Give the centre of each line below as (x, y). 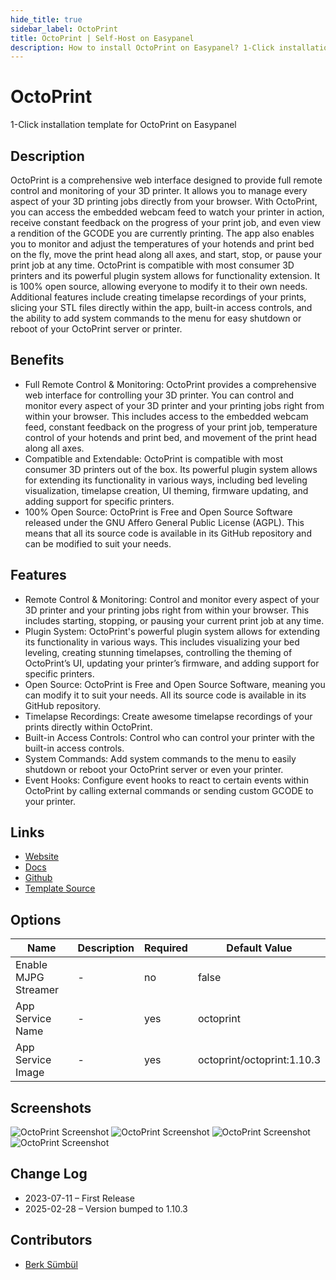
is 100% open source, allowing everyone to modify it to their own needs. (159, 286)
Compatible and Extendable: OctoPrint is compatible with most (153, 458)
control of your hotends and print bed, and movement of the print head (170, 437)
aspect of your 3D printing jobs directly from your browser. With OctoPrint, (164, 201)
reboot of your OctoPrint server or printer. (96, 329)
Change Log (49, 1174)
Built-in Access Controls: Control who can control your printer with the (169, 737)
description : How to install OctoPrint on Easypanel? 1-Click (142, 47)
